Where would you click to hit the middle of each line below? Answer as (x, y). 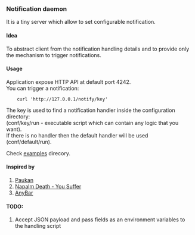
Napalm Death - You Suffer (48, 186)
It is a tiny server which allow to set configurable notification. (81, 22)
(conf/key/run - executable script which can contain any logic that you (92, 123)
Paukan (24, 180)
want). (14, 129)
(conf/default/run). (29, 142)
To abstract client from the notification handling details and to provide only (98, 49)
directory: (18, 116)
